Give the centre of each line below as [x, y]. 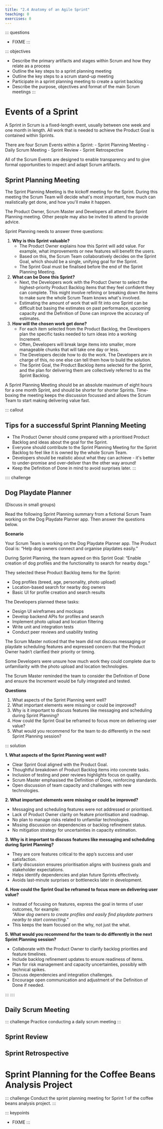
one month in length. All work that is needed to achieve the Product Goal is [80, 130]
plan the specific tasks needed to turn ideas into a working [78, 334]
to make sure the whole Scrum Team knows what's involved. [80, 298]
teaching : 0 [17, 14]
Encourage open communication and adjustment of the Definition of [80, 980]
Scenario [14, 534]
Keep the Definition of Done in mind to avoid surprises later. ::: [74, 468]
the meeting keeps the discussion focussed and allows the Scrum [85, 395]
